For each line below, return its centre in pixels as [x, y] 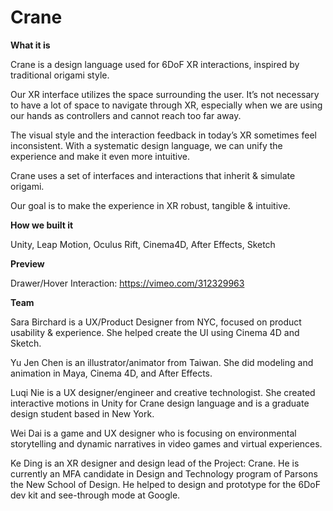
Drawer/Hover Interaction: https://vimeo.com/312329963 [127, 283]
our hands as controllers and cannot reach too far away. [126, 115]
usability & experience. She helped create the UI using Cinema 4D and [155, 332]
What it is [30, 45]
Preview [27, 263]
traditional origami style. [60, 75]
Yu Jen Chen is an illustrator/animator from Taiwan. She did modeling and [162, 362]
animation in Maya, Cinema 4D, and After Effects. [111, 373]
